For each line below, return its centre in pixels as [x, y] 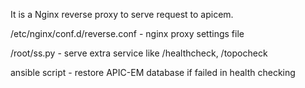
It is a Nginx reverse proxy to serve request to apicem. [122, 14]
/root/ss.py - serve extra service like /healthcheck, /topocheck [139, 53]
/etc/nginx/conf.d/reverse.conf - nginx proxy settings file [127, 33]
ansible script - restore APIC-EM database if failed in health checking [153, 72]
